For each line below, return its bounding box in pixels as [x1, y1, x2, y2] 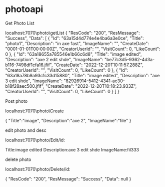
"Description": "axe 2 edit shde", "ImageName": [5, 56, 103, 62]
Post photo [5, 98, 28, 104]
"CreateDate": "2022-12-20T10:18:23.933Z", [45, 83, 137, 89]
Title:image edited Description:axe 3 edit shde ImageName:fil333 [5, 146, 139, 152]
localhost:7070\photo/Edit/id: [5, 137, 65, 143]
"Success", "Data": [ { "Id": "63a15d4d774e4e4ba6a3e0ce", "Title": [5, 35, 144, 41]
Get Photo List [5, 20, 34, 26]
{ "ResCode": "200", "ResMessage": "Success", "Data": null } [5, 175, 131, 181]
